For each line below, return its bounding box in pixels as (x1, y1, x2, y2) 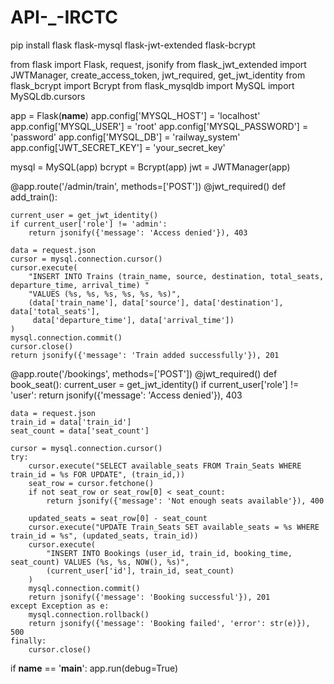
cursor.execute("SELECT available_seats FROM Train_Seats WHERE (28, 461, 302, 471)
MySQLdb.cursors (10, 90, 86, 102)
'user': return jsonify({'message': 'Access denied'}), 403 (10, 389, 243, 401)
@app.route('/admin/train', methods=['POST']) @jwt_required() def (10, 180, 287, 192)
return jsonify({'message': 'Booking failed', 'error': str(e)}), (28, 618, 311, 628)
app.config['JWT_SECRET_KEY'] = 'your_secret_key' (10, 141, 226, 153)
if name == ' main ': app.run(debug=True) (10, 662, 179, 674)
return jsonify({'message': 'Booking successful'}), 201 (28, 592, 271, 602)
